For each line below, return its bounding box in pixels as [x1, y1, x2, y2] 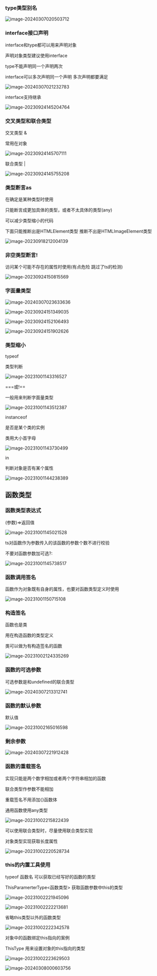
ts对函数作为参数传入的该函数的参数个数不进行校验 [5, 539, 110, 545]
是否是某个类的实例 [5, 424, 45, 430]
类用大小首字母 [5, 435, 36, 441]
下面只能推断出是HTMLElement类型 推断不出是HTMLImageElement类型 [5, 228, 152, 234]
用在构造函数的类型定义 [5, 632, 53, 638]
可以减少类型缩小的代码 [5, 217, 53, 223]
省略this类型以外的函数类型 [5, 914, 61, 920]
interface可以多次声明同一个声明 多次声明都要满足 [5, 73, 108, 79]
